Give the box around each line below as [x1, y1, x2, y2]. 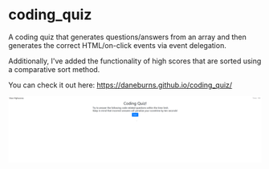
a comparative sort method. [8, 64, 100, 74]
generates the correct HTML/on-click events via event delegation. [8, 40, 226, 50]
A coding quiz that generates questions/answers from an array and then [8, 32, 247, 42]
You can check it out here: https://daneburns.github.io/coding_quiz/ [8, 80, 233, 90]
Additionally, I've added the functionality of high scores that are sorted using [8, 56, 262, 66]
